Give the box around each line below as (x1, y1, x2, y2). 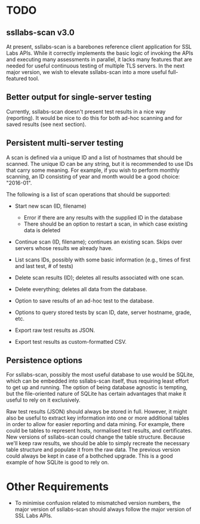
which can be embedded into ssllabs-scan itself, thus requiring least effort (6, 377, 189, 385)
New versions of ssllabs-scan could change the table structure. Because (6, 433, 185, 440)
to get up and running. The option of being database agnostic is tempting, (6, 384, 188, 391)
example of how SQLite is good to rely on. (6, 459, 109, 466)
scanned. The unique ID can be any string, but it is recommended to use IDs (6, 160, 193, 167)
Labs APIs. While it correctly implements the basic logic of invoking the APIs (6, 50, 193, 57)
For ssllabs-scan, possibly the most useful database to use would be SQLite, (6, 371, 195, 378)
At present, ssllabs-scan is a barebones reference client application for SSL (6, 43, 192, 50)
